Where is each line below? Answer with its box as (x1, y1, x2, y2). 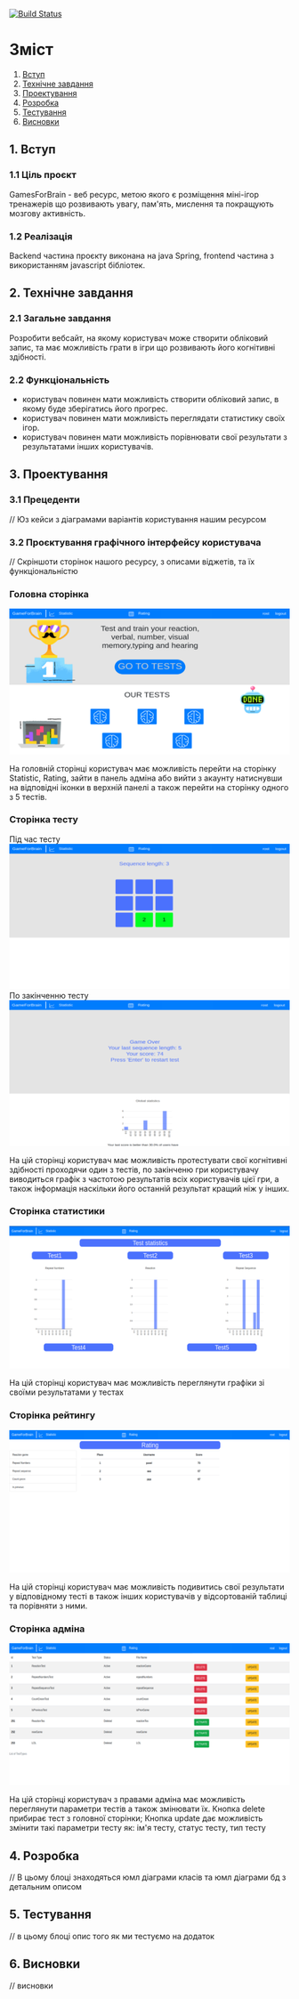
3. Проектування (9, 467, 109, 482)
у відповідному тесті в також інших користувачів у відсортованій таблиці (9, 1590, 287, 1601)
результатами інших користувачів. (21, 441, 154, 451)
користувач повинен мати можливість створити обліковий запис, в (21, 393, 279, 404)
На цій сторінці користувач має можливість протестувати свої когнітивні (9, 1154, 287, 1165)
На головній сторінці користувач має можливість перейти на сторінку (9, 763, 277, 773)
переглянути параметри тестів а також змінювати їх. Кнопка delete (9, 1803, 265, 1815)
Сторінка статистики (9, 1205, 105, 1218)
